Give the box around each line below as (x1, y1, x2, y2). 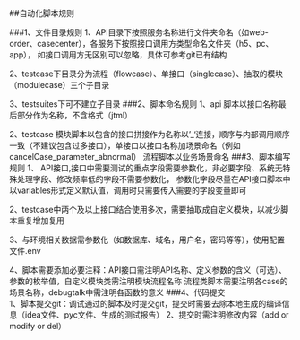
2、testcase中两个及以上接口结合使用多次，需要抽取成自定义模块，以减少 (9, 205, 281, 214)
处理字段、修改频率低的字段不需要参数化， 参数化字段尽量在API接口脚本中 (16, 174, 291, 184)
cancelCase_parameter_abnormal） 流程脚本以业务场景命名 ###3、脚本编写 (9, 152, 291, 161)
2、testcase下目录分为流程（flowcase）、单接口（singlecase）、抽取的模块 (9, 68, 284, 79)
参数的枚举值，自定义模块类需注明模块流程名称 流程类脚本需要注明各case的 (9, 276, 288, 286)
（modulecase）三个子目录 (9, 80, 110, 90)
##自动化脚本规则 (9, 8, 74, 18)
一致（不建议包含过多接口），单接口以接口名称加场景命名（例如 (9, 140, 241, 151)
